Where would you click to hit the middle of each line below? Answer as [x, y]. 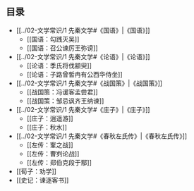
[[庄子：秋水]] [47, 127]
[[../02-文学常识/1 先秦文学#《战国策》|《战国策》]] [89, 83]
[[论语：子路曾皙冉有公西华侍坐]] [75, 74]
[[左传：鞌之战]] [50, 144]
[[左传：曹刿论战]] [53, 154]
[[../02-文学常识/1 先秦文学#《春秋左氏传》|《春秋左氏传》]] [102, 136]
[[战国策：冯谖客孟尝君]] [62, 92]
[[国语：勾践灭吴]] [53, 39]
